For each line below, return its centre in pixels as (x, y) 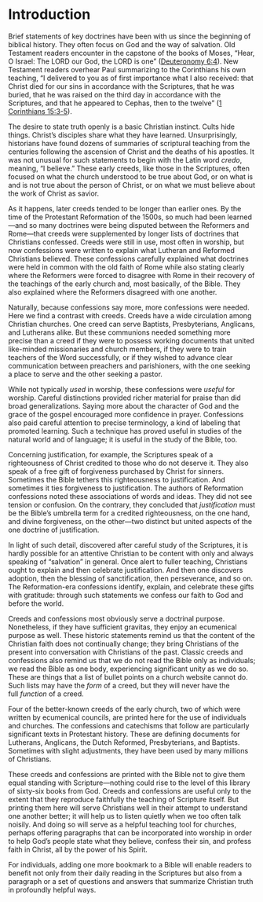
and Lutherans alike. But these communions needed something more (120, 332)
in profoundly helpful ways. (52, 889)
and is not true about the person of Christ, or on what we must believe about (131, 185)
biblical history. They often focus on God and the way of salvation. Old (122, 44)
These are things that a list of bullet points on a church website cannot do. (128, 676)
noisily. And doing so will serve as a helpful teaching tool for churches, (122, 824)
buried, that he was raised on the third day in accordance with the (115, 94)
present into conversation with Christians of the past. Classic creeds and (126, 652)
